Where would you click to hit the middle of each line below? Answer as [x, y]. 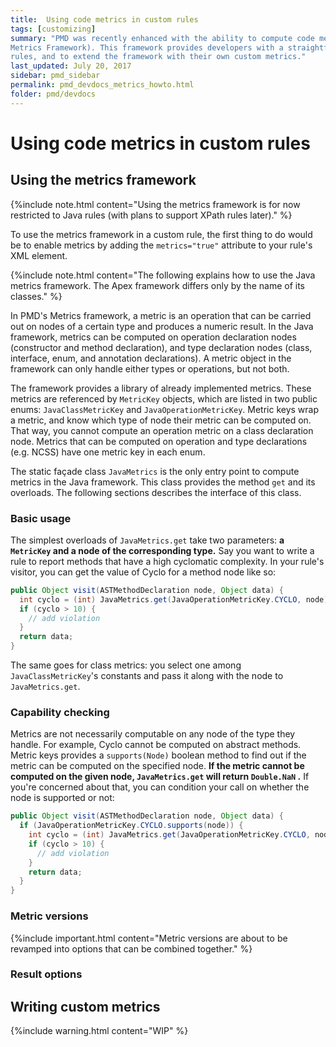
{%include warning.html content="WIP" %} [99, 1031]
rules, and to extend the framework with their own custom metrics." [158, 57]
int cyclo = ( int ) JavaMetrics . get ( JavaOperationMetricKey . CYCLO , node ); [176, 599]
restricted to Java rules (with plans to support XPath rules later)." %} [151, 215]
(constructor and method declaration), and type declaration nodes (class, [161, 347]
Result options [46, 974]
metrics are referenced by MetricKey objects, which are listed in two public [164, 398]
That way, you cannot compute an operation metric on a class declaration [162, 430]
